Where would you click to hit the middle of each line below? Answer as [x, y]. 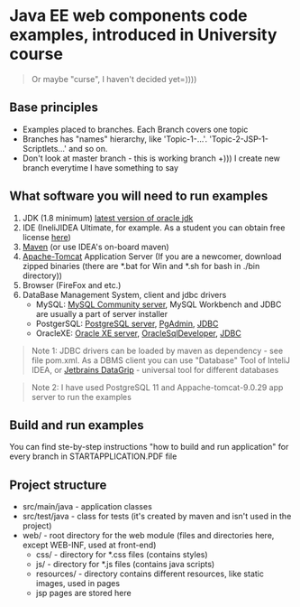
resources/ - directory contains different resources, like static [150, 574]
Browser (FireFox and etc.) [72, 285]
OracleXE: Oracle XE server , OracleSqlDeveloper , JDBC [138, 333]
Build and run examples [77, 425]
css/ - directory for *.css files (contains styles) [122, 555]
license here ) [47, 237]
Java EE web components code [128, 16]
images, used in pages [77, 584]
